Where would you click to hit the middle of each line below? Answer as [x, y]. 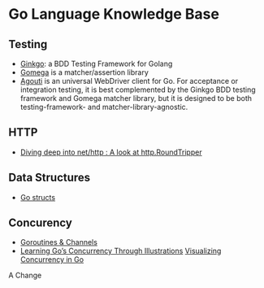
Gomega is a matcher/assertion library [84, 72]
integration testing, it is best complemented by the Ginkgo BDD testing [138, 89]
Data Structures [50, 178]
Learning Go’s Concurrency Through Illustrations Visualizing [121, 251]
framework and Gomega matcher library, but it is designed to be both [136, 98]
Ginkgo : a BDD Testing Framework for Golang [96, 63]
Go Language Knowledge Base [114, 14]
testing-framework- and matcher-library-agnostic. [104, 107]
